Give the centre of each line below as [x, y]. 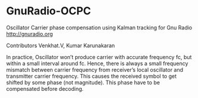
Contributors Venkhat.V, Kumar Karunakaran [61, 45]
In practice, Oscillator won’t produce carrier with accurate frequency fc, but [99, 57]
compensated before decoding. [45, 88]
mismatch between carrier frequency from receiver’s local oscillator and [95, 69]
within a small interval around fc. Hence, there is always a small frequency [97, 63]
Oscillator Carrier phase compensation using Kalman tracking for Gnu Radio [99, 27]
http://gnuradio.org [30, 33]
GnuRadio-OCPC [49, 11]
